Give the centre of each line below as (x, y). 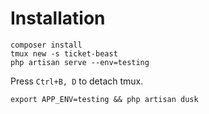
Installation (58, 18)
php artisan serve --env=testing (80, 62)
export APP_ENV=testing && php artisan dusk (104, 99)
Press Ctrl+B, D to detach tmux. (77, 81)
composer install (46, 45)
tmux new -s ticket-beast (64, 53)
